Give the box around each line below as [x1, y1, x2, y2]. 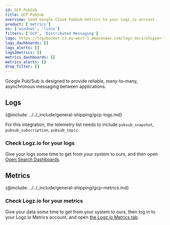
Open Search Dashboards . [5, 156, 61, 163]
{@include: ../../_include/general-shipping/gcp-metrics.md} [5, 185, 129, 191]
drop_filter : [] [5, 64, 39, 69]
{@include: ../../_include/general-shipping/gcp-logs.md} [5, 111, 122, 117]
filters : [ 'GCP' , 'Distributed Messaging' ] [5, 31, 99, 36]
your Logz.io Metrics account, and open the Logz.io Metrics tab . [5, 214, 139, 220]
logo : [5, 36, 17, 41]
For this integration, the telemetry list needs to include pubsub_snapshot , [5, 121, 154, 127]
